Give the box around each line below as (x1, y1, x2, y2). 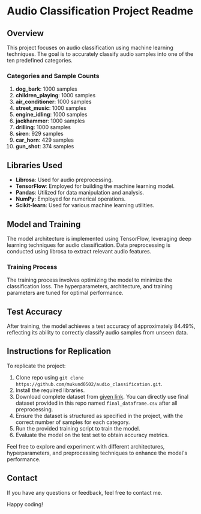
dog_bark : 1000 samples (15, 85, 77, 92)
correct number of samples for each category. (15, 419, 130, 426)
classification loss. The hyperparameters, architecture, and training (7, 283, 173, 290)
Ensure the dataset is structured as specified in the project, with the (15, 412, 184, 419)
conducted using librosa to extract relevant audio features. (7, 247, 152, 255)
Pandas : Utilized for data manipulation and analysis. (15, 189, 145, 196)
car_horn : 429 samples (15, 136, 74, 144)
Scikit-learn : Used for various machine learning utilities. (15, 202, 155, 209)
